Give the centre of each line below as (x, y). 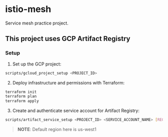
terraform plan (21, 96)
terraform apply (22, 101)
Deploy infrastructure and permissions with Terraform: (68, 82)
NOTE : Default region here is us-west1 (57, 129)
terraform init (21, 92)
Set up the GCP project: (37, 64)
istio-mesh (28, 9)
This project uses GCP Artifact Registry (68, 39)
